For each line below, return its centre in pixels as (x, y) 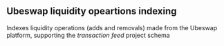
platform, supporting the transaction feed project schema (88, 35)
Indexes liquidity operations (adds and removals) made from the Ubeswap (112, 27)
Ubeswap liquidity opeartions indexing (92, 11)
